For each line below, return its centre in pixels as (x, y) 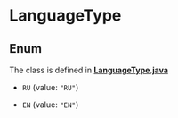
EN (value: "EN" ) (50, 105)
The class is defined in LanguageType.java (89, 70)
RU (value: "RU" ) (50, 87)
